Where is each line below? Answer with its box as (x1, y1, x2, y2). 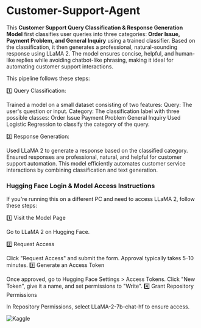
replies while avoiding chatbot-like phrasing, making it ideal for (16, 56, 174, 64)
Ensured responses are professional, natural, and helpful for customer (6, 153, 182, 161)
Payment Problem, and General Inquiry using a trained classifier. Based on (6, 37, 196, 44)
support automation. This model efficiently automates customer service (6, 159, 186, 167)
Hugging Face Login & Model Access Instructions (6, 181, 155, 190)
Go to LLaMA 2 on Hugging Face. (6, 228, 90, 236)
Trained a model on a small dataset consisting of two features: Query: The (6, 101, 192, 108)
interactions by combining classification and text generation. (6, 166, 158, 173)
